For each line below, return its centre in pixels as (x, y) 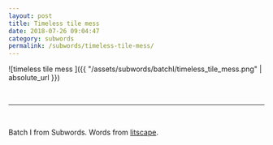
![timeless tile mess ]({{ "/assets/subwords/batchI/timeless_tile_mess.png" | (135, 69)
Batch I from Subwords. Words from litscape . (83, 132)
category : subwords (41, 38)
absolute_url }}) (35, 78)
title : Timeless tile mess (54, 23)
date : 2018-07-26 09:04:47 (54, 31)
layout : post (30, 16)
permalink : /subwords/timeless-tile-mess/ (81, 46)
